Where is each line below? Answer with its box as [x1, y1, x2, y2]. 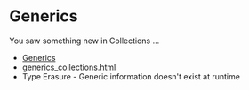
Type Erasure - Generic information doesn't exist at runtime [21, 71, 240, 81]
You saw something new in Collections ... [9, 35, 160, 46]
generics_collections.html [21, 62, 116, 72]
